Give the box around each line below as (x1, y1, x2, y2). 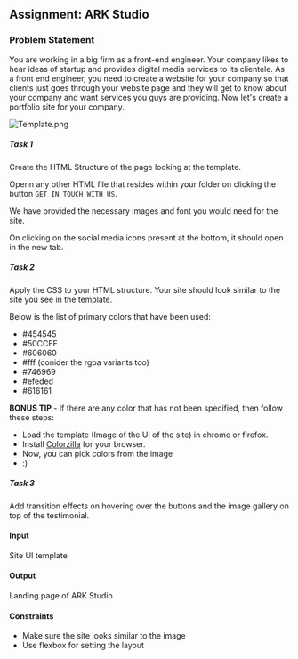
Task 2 (9, 262, 36, 273)
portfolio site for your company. (9, 102, 125, 112)
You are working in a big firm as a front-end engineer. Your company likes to (9, 53, 289, 65)
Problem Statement (9, 34, 95, 46)
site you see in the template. (9, 294, 113, 305)
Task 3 (9, 478, 36, 489)
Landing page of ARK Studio (9, 590, 113, 600)
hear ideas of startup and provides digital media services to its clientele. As (9, 63, 286, 74)
